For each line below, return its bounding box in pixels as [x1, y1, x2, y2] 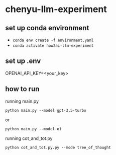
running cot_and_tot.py [5, 135, 53, 141]
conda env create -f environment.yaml [12, 38, 94, 43]
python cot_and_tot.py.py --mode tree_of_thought [5, 145, 111, 150]
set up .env [5, 57, 41, 65]
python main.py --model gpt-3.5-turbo [5, 108, 86, 113]
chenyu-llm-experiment [5, 4, 107, 15]
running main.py [5, 98, 39, 104]
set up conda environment [5, 24, 89, 32]
